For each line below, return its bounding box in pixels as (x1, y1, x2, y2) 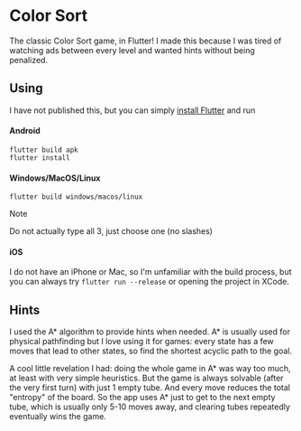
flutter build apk (9, 145, 78, 155)
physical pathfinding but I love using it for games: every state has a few (9, 336, 275, 347)
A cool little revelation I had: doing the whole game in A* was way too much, (9, 363, 291, 374)
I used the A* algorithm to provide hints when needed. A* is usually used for (9, 326, 291, 337)
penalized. (9, 54, 48, 65)
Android (9, 126, 41, 136)
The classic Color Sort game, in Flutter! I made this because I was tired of (9, 35, 282, 46)
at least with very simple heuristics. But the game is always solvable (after (9, 372, 284, 384)
